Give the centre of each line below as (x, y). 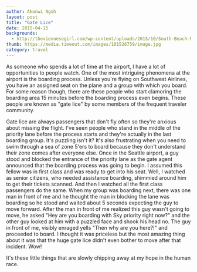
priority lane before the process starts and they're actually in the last (89, 134)
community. (20, 110)
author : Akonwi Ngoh (31, 11)
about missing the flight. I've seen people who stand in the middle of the (93, 127)
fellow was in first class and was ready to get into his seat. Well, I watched (96, 172)
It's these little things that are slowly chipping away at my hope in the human (98, 258)
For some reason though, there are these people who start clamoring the (94, 91)
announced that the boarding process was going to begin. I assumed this (94, 165)
